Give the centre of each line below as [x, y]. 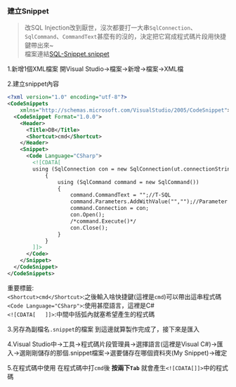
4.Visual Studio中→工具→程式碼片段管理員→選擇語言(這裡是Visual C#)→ [112, 344]
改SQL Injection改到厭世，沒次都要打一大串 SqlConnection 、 [110, 28]
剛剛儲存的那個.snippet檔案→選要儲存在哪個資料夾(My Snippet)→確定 [126, 353]
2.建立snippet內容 [33, 84]
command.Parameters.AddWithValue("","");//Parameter [149, 202]
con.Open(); [87, 215]
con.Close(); [89, 228]
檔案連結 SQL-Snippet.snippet [67, 54]
